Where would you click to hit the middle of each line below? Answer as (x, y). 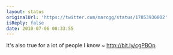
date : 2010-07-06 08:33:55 (40, 28)
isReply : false (25, 23)
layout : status (25, 12)
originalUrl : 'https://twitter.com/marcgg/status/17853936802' (87, 17)
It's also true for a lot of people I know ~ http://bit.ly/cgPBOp (81, 45)
